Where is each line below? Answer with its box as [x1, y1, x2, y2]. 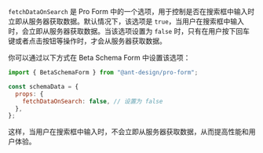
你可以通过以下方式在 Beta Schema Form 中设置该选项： [8, 53, 191, 62]
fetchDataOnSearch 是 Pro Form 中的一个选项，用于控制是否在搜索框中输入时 [8, 7, 255, 16]
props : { [15, 89, 44, 98]
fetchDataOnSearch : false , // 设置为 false [22, 97, 163, 105]
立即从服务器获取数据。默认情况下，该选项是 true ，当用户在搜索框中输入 [8, 16, 245, 26]
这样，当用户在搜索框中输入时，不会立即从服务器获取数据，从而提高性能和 [8, 127, 249, 137]
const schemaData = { [8, 82, 79, 90]
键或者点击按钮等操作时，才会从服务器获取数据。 [8, 36, 166, 46]
